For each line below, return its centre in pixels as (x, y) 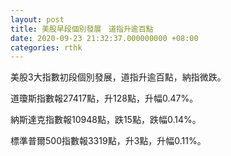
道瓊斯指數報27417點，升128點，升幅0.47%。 (104, 98)
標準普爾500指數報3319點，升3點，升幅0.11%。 (108, 141)
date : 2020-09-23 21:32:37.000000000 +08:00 (104, 38)
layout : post (37, 19)
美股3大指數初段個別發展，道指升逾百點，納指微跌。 (118, 77)
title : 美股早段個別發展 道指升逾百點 (82, 29)
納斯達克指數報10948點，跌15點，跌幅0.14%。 (106, 120)
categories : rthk (46, 47)
